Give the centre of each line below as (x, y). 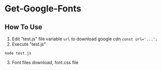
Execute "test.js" (29, 44)
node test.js (18, 53)
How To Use (24, 27)
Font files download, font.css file (45, 62)
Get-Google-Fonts (43, 9)
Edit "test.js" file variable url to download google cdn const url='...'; (85, 39)
